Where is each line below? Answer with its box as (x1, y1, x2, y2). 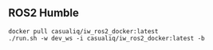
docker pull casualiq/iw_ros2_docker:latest (8, 27, 159, 35)
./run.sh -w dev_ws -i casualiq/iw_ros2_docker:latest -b (8, 34, 205, 42)
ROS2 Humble (8, 6, 80, 20)
